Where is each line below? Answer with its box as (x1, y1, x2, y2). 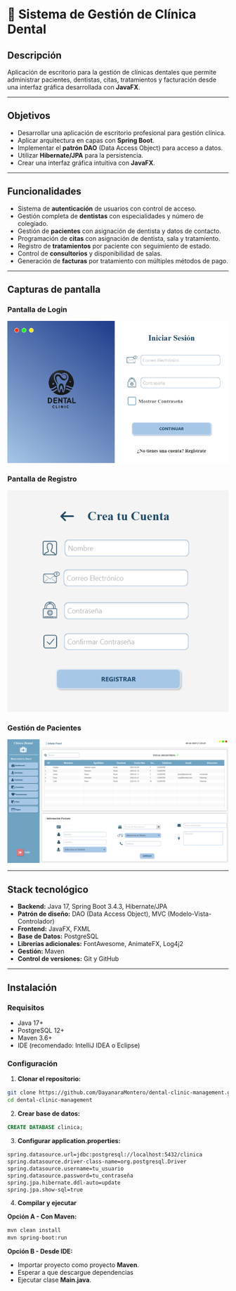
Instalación (7, 981, 58, 993)
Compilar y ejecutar (17, 1198, 77, 1207)
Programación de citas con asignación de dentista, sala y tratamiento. (17, 234, 221, 242)
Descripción (7, 49, 62, 61)
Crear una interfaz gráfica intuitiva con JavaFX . (17, 158, 156, 167)
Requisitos (7, 1002, 44, 1012)
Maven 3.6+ (17, 1033, 53, 1042)
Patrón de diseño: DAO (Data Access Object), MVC (17, 909, 166, 918)
